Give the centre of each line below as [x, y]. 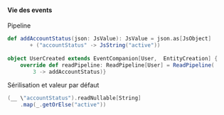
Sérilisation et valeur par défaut [53, 85]
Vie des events [30, 10]
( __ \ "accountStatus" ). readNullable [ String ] [74, 98]
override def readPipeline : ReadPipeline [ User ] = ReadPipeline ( [117, 65]
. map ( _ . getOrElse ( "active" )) [63, 105]
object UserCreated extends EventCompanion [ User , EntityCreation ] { [113, 58]
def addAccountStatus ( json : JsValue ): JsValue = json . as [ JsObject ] [110, 39]
